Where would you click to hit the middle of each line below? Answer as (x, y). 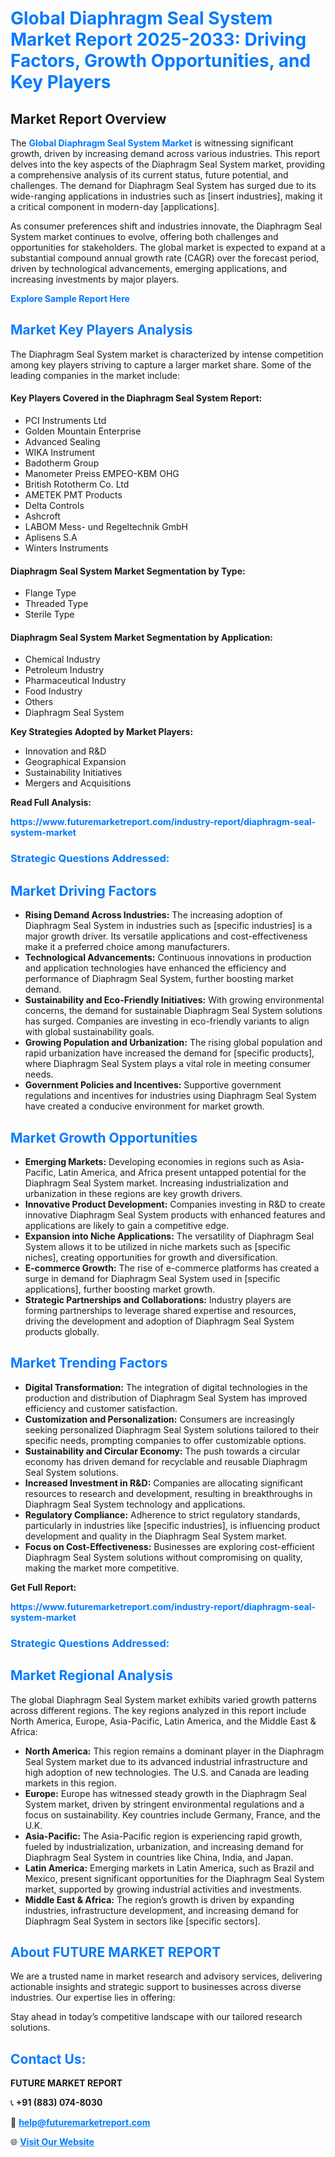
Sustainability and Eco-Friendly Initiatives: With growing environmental (174, 1000)
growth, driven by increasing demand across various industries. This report (165, 153)
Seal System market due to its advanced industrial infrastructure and (166, 1761)
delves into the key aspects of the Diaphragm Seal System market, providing (168, 164)
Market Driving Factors (83, 890)
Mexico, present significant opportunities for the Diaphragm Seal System (174, 1878)
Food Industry (53, 691)
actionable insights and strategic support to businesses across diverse (156, 1987)
